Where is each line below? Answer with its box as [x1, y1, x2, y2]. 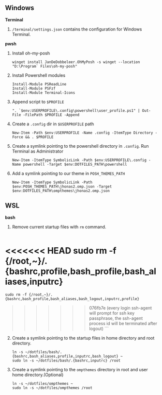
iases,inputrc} [5, 276, 63, 287]
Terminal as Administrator [12, 148, 64, 154]
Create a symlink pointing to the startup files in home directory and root [12, 335, 155, 341]
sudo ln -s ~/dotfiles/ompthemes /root [12, 385, 93, 390]
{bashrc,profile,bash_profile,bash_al [5, 266, 156, 276]
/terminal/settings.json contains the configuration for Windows [12, 26, 142, 32]
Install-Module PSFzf [12, 86, 56, 91]
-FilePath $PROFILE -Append [23, 112, 80, 117]
